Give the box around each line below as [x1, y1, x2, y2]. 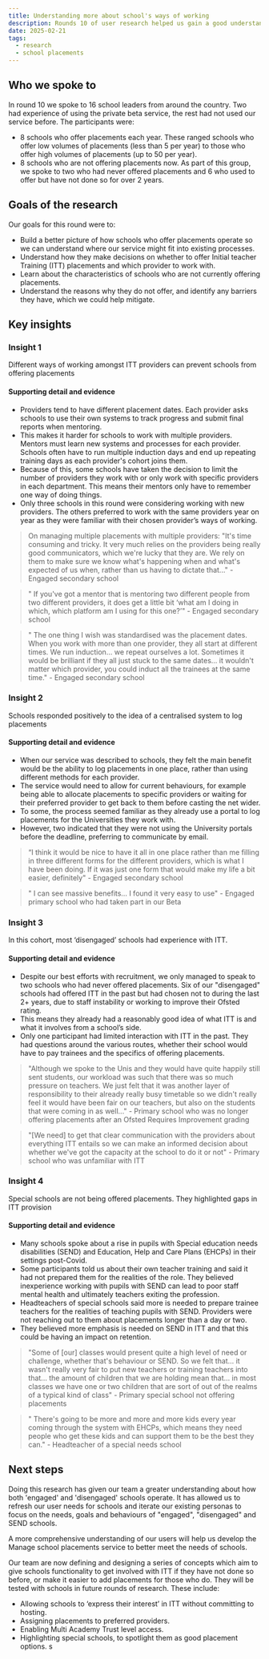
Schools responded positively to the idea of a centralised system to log [8, 711, 243, 720]
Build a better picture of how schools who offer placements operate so [19, 235, 254, 244]
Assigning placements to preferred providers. [19, 1616, 171, 1625]
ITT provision [8, 1202, 52, 1212]
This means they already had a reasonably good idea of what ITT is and [19, 1014, 257, 1024]
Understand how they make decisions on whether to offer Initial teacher [19, 252, 257, 261]
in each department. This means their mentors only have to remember [19, 481, 251, 491]
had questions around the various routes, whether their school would [19, 1039, 248, 1049]
